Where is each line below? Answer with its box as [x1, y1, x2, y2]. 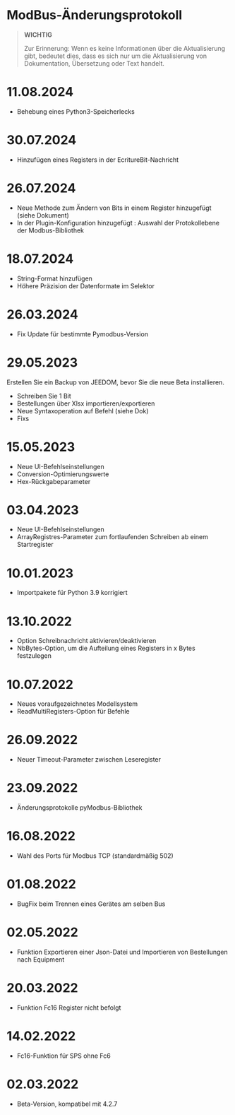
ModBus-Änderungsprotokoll [6, 7, 183, 23]
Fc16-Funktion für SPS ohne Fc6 [16, 1051, 111, 1060]
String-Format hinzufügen [16, 274, 93, 283]
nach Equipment [16, 955, 65, 964]
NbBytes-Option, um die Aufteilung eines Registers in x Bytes [16, 644, 195, 653]
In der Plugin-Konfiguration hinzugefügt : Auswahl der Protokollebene [16, 218, 220, 227]
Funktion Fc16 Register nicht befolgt [16, 1003, 121, 1012]
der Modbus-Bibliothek [16, 226, 85, 235]
